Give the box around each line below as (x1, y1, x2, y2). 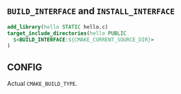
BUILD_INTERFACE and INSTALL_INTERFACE (7, 5, 176, 17)
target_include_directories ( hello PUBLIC (7, 30, 127, 37)
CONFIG (7, 61, 42, 73)
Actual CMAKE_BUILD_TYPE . (7, 80, 78, 88)
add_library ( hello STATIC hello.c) (7, 23, 109, 30)
